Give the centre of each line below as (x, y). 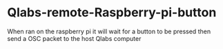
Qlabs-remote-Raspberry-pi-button (112, 13)
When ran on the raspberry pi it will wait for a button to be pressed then (109, 31)
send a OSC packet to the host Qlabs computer (74, 38)
